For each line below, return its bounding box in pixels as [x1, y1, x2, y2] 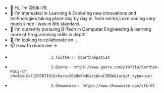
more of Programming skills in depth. [10, 32, 87, 37]
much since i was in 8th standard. [10, 21, 80, 27]
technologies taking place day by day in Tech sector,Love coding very [10, 16, 155, 21]
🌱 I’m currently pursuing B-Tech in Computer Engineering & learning [10, 26, 151, 32]
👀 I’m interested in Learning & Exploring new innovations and [10, 10, 136, 16]
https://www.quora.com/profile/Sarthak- [73, 65, 160, 70]
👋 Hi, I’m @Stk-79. [10, 5, 48, 11]
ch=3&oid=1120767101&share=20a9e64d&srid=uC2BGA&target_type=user [10, 73, 153, 78]
